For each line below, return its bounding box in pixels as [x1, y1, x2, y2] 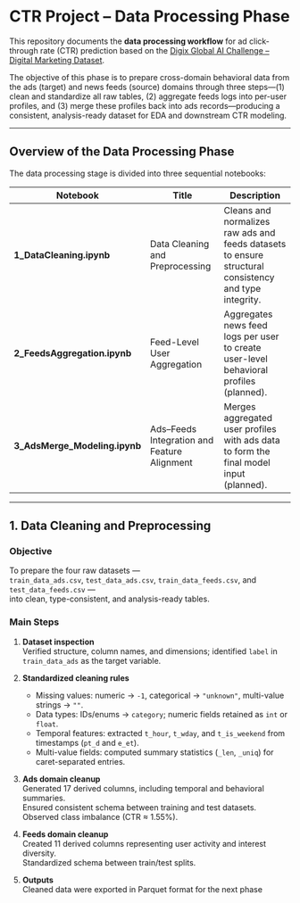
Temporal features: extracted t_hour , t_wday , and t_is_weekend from [35, 727, 286, 738]
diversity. [21, 848, 56, 858]
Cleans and [223, 203, 271, 216]
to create [223, 341, 262, 353]
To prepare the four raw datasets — [9, 565, 141, 576]
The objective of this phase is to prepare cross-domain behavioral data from [9, 71, 290, 82]
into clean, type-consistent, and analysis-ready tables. [9, 593, 210, 604]
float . [35, 718, 59, 729]
